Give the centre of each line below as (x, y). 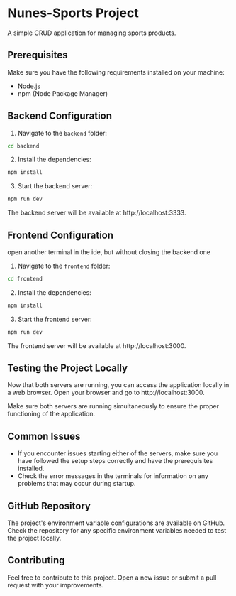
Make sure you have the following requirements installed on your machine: (116, 72)
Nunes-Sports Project (73, 13)
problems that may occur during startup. (77, 484)
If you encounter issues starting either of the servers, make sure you (118, 453)
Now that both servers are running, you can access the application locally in (118, 385)
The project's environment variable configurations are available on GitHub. (116, 523)
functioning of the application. (51, 414)
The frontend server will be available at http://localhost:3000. (97, 345)
